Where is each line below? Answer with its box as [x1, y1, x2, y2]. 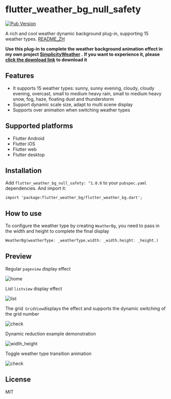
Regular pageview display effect [5, 265, 71, 272]
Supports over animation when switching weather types [12, 106, 130, 113]
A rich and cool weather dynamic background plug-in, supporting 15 [5, 30, 149, 36]
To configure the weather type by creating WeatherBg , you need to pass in [5, 223, 160, 229]
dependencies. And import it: [5, 185, 66, 191]
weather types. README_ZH [5, 36, 65, 42]
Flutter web [12, 146, 37, 152]
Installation [5, 166, 42, 175]
